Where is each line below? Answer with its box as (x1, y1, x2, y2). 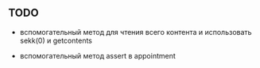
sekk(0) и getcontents (19, 36, 93, 45)
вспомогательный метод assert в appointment (19, 51, 177, 60)
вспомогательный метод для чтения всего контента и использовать (19, 27, 252, 36)
